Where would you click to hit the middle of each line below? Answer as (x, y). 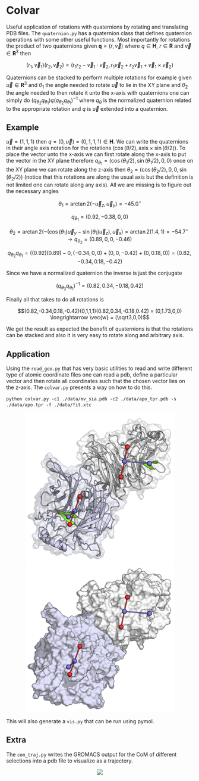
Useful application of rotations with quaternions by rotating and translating (97, 27)
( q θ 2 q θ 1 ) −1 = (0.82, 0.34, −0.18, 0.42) (100, 287)
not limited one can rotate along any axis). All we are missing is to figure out (99, 185)
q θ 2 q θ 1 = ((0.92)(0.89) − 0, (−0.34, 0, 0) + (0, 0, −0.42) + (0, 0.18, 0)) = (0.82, (99, 254)
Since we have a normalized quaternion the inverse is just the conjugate (94, 273)
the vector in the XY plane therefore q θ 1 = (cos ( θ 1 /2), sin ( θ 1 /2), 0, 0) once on (100, 162)
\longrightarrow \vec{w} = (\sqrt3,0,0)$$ (100, 318)
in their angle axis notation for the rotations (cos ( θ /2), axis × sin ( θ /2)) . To (96, 148)
